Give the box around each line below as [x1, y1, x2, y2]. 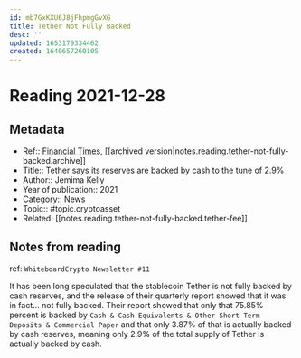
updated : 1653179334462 [9, 38, 99, 48]
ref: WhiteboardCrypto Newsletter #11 [9, 263, 151, 274]
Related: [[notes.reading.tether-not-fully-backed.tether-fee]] [22, 213, 249, 224]
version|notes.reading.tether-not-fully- [144, 146, 289, 156]
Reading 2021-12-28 [9, 86, 165, 107]
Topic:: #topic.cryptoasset [22, 203, 121, 214]
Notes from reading [9, 239, 122, 254]
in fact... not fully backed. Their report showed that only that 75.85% [9, 299, 264, 310]
